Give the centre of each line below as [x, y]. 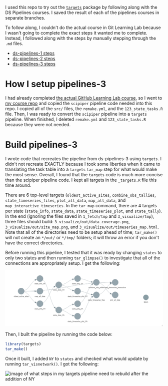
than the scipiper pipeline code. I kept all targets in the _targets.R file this [81, 180]
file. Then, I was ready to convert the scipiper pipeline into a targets [76, 114]
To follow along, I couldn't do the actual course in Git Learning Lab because [83, 28]
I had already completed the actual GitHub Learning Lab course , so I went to [84, 98]
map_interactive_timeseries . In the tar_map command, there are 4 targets [81, 205]
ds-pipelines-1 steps [33, 53]
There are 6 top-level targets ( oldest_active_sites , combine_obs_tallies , [80, 195]
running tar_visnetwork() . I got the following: [52, 364]
